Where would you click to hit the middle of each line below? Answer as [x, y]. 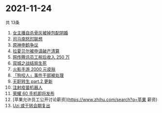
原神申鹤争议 [25, 45]
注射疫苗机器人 [27, 87]
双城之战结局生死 [30, 63]
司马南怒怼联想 [27, 39]
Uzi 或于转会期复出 [31, 105]
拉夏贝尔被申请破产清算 [36, 51]
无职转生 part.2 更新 [32, 81]
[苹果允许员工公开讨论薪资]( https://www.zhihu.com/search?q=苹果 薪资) [85, 99]
